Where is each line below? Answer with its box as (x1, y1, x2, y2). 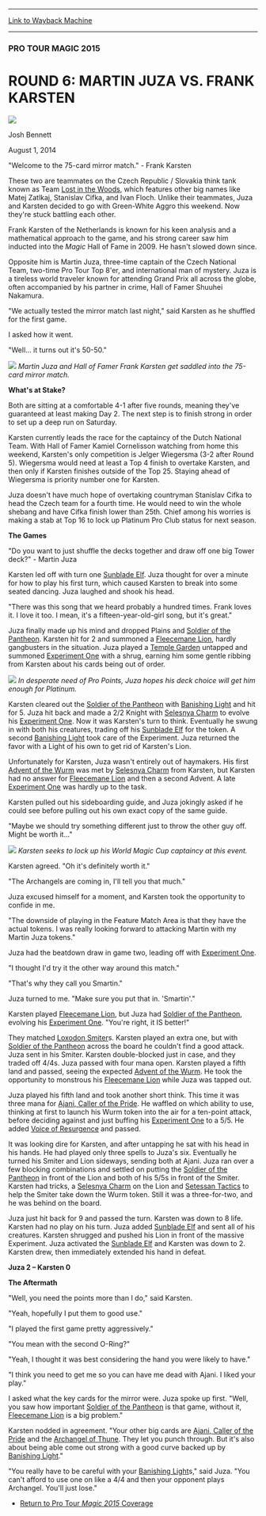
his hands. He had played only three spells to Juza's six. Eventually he (8, 1147, 237, 1157)
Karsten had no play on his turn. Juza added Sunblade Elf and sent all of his (8, 1222, 256, 1231)
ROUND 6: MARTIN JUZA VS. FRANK (8, 72, 255, 90)
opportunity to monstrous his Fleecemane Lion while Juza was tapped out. (8, 1074, 252, 1085)
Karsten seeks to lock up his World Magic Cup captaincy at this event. (17, 845, 248, 855)
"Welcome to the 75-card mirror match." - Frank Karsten (8, 160, 192, 170)
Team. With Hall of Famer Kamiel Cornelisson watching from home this (8, 441, 239, 450)
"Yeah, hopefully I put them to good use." (8, 1308, 143, 1318)
